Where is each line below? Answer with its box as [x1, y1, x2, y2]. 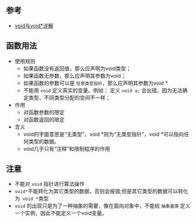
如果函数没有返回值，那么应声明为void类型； [23, 65, 132, 72]
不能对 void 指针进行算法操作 [14, 181, 85, 188]
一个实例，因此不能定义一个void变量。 [14, 210, 107, 217]
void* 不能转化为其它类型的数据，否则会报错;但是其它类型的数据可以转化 [14, 188, 188, 195]
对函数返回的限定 [23, 116, 65, 123]
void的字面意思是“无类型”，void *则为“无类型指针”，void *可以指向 [23, 130, 184, 137]
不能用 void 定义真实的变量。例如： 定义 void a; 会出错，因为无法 [23, 86, 183, 93]
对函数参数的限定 [23, 109, 65, 116]
